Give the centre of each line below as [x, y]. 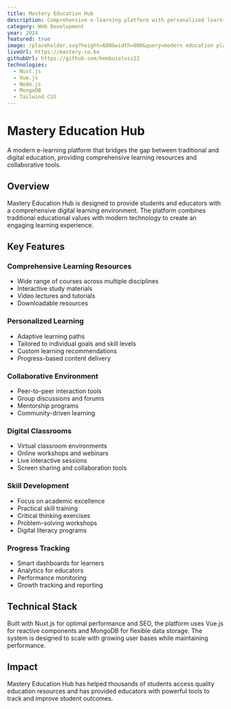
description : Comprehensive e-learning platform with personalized [106, 20]
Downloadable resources [52, 303]
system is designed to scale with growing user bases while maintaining [108, 638]
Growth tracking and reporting [60, 585]
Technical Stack [42, 607]
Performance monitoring [52, 577]
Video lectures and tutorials [56, 296]
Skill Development [38, 486]
